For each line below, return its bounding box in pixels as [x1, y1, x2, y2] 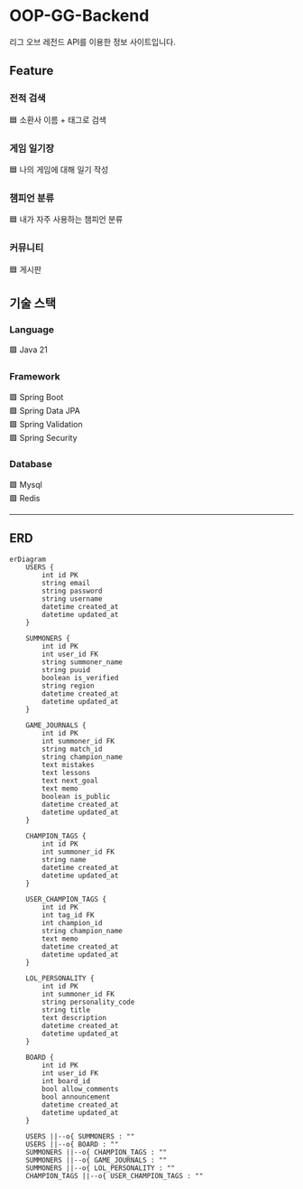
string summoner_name [41, 657, 124, 667]
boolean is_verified [41, 673, 119, 682]
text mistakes [41, 760, 95, 769]
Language [9, 323, 55, 335]
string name [41, 855, 87, 864]
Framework [9, 370, 60, 383]
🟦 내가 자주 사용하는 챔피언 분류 [9, 214, 124, 225]
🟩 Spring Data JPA [9, 405, 81, 416]
